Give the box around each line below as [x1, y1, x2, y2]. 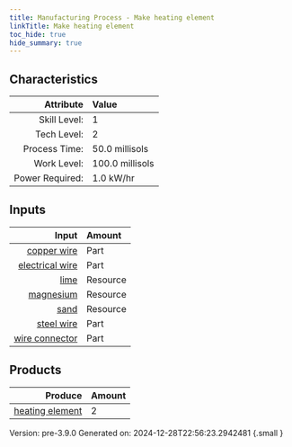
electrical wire [17, 258, 78, 271]
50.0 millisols [92, 143, 149, 156]
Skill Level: [39, 113, 84, 126]
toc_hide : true [9, 30, 66, 39]
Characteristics [9, 71, 99, 86]
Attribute [44, 98, 84, 111]
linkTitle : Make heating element [9, 22, 135, 31]
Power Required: [13, 172, 84, 184]
